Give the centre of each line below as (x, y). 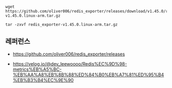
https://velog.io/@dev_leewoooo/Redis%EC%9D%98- (70, 64)
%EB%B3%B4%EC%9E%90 (43, 80)
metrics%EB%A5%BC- (37, 69)
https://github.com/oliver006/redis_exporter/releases (69, 54)
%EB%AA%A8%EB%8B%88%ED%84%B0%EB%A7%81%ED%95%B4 (88, 75)
